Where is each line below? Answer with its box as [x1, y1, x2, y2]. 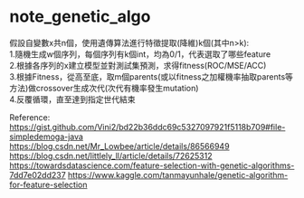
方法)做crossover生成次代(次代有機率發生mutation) [9, 82, 199, 93]
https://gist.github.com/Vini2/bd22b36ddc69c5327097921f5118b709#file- [9, 121, 286, 132]
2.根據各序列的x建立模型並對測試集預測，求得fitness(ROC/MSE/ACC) [9, 60, 267, 71]
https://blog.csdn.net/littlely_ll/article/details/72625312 [9, 150, 213, 161]
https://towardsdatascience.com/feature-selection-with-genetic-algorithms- [9, 160, 295, 171]
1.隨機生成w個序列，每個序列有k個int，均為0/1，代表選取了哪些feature [9, 48, 271, 60]
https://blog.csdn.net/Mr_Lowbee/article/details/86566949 [9, 140, 230, 151]
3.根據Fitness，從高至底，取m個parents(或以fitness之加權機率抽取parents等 [9, 71, 294, 82]
